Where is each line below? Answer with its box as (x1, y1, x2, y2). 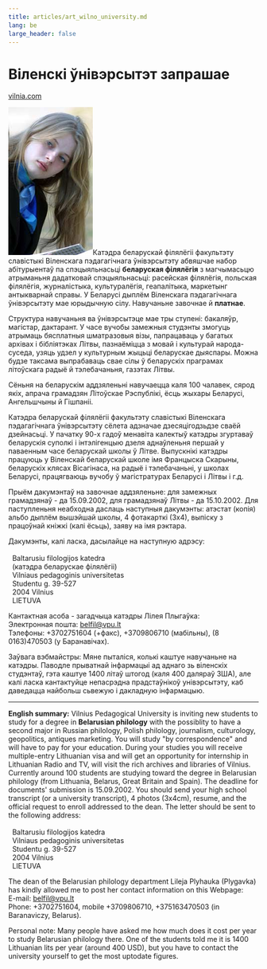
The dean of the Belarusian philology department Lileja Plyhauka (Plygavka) (8, 877, 257, 886)
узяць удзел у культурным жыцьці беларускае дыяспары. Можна (35, 347, 258, 358)
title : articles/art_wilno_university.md (8, 13, 148, 21)
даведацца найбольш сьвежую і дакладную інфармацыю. (8, 686, 205, 696)
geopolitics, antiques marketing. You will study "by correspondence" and (8, 734, 248, 744)
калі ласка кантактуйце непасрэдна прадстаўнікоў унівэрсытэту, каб (8, 677, 244, 687)
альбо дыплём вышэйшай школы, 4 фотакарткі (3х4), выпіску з (8, 512, 224, 522)
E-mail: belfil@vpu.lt (8, 893, 75, 904)
